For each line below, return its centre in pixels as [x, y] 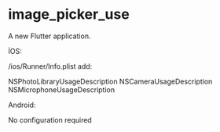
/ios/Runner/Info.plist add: [50, 66]
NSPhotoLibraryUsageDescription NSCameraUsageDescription [110, 81]
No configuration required [50, 120]
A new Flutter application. [49, 36]
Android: [22, 105]
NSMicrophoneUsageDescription [62, 89]
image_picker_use [69, 14]
